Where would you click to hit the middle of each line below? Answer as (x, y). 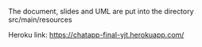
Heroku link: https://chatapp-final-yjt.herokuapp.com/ (96, 35)
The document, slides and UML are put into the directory (101, 11)
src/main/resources (41, 20)
